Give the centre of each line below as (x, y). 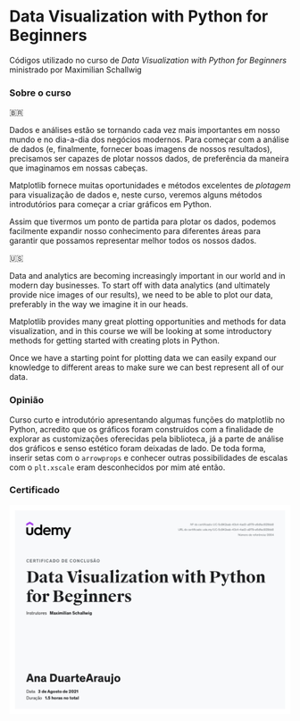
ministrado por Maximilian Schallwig (75, 70)
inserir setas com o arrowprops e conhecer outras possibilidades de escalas (149, 457)
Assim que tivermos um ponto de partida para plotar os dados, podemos (143, 222)
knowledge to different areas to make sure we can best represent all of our (146, 367)
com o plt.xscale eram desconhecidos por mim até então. (117, 467)
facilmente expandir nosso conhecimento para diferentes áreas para (135, 231)
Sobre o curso (40, 93)
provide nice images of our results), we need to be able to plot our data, (142, 295)
